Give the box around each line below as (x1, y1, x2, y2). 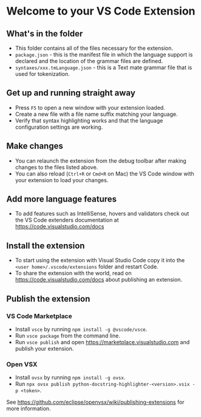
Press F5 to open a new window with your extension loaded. (15, 104, 165, 111)
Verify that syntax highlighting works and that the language (15, 117, 163, 124)
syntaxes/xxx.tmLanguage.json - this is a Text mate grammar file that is (15, 64, 192, 71)
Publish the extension (6, 293, 90, 304)
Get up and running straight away (6, 88, 135, 98)
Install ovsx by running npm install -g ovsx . (15, 374, 126, 381)
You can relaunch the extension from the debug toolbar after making (15, 157, 186, 164)
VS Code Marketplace (6, 311, 72, 320)
